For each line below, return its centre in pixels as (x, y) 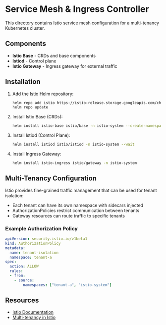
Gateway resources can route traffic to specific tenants (69, 216)
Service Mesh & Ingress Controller (77, 9)
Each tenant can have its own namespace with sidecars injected (78, 205)
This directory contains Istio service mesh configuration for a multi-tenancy (82, 23)
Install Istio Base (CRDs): (37, 117)
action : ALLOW (24, 267)
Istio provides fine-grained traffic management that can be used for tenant (81, 190)
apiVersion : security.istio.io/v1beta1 (46, 239)
